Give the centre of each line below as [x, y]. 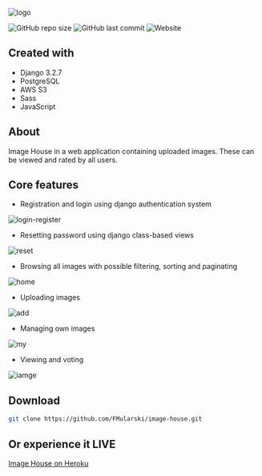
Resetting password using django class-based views [107, 235]
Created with [41, 53]
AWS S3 [34, 89]
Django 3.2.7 [41, 72]
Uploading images [50, 298]
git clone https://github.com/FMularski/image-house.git [105, 419]
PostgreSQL [40, 81]
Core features [43, 185]
